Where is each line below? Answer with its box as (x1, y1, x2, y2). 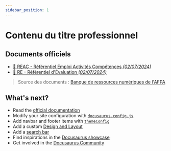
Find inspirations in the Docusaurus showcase (12, 134, 110, 141)
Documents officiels (5, 50, 71, 59)
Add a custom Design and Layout (12, 123, 83, 130)
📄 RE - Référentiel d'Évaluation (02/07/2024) (12, 69, 107, 75)
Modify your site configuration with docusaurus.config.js (12, 113, 134, 119)
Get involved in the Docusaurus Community (12, 140, 105, 146)
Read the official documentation (12, 107, 80, 113)
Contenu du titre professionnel (5, 29, 138, 41)
